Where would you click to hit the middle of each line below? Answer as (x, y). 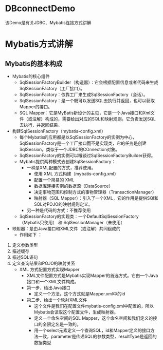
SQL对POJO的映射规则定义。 (63, 204)
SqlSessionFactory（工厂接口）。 (52, 88)
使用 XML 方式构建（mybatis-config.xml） (76, 174)
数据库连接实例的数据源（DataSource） (73, 186)
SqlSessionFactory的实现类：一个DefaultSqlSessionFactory (79, 216)
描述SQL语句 (25, 257)
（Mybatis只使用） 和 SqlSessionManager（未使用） (72, 222)
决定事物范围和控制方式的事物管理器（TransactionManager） (95, 192)
